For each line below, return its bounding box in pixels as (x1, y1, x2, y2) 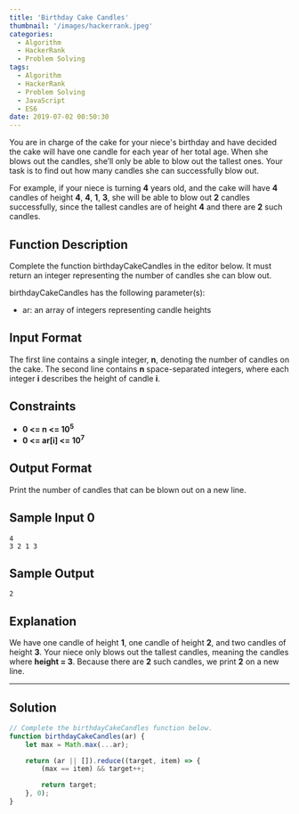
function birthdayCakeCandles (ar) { (9, 732, 145, 741)
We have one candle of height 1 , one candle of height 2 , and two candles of (9, 637, 287, 648)
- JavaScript (17, 95, 66, 105)
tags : (9, 63, 29, 72)
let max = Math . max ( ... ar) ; (25, 740, 129, 749)
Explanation (9, 613, 77, 629)
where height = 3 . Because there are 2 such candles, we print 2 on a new (9, 656, 279, 667)
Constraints (9, 399, 77, 415)
